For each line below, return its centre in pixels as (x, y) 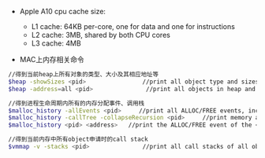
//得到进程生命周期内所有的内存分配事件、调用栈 (76, 103)
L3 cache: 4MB (56, 43)
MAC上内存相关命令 (52, 59)
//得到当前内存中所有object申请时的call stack (78, 140)
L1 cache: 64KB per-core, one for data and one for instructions (133, 26)
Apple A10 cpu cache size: (63, 11)
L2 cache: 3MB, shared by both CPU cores (101, 35)
